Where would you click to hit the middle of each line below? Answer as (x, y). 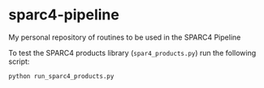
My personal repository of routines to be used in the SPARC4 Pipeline (125, 37)
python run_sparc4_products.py (61, 76)
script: (19, 61)
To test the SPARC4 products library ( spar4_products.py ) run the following (132, 52)
